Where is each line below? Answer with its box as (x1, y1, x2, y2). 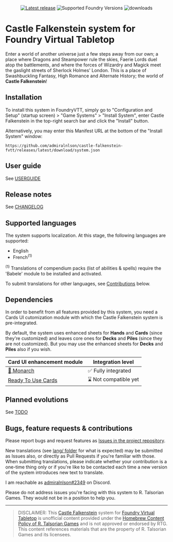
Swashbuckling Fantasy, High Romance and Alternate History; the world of (5, 73, 164, 79)
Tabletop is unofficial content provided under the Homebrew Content (18, 515, 164, 521)
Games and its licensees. (18, 531, 72, 537)
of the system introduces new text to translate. (5, 469, 105, 476)
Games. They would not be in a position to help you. (5, 495, 116, 501)
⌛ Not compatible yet (88, 376, 139, 383)
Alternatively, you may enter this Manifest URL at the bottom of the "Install (5, 128, 163, 134)
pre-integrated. (5, 320, 38, 326)
